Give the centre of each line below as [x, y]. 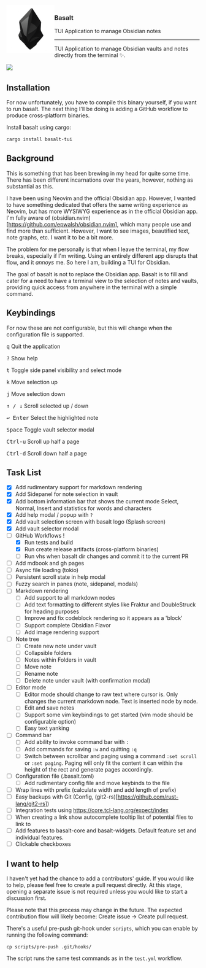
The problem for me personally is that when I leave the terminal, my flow [98, 249]
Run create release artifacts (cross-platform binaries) [92, 549]
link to [23, 824]
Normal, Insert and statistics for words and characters [83, 508]
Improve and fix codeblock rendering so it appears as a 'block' [103, 618]
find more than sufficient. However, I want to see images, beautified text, [98, 231]
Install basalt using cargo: [39, 128]
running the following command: [47, 935]
